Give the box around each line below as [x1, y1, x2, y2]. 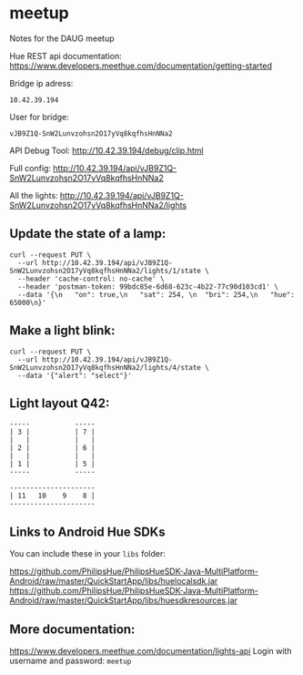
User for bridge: [9, 111, 70, 122]
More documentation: [9, 621, 136, 637]
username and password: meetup [9, 655, 132, 666]
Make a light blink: [9, 322, 116, 339]
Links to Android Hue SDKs [9, 524, 166, 539]
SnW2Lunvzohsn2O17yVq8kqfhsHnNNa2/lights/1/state [9, 266, 202, 275]
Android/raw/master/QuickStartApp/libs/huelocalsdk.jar [9, 576, 218, 587]
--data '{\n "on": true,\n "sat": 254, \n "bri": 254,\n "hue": [17, 290, 296, 299]
